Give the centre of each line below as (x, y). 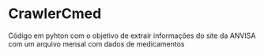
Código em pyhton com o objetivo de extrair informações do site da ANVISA (132, 35)
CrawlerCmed (55, 14)
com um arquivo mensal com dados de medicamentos (96, 43)
